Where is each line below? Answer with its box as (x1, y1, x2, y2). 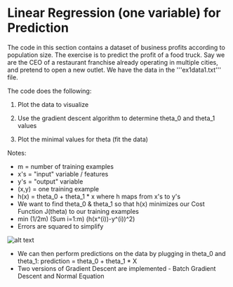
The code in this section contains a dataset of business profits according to (7, 43, 226, 51)
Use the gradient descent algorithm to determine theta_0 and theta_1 (17, 114, 215, 122)
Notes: (7, 148, 27, 157)
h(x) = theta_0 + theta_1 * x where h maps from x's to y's (17, 192, 181, 200)
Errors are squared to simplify (17, 222, 104, 230)
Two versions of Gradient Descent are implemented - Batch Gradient (17, 264, 216, 272)
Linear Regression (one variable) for (7, 5, 221, 21)
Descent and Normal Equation (17, 272, 105, 280)
